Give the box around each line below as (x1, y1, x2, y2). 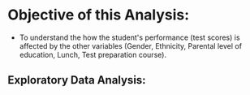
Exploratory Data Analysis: (7, 73, 147, 87)
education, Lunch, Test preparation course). (19, 50, 167, 59)
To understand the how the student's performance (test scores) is (19, 32, 240, 42)
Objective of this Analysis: (7, 6, 190, 24)
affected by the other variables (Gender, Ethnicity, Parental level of (19, 41, 243, 50)
